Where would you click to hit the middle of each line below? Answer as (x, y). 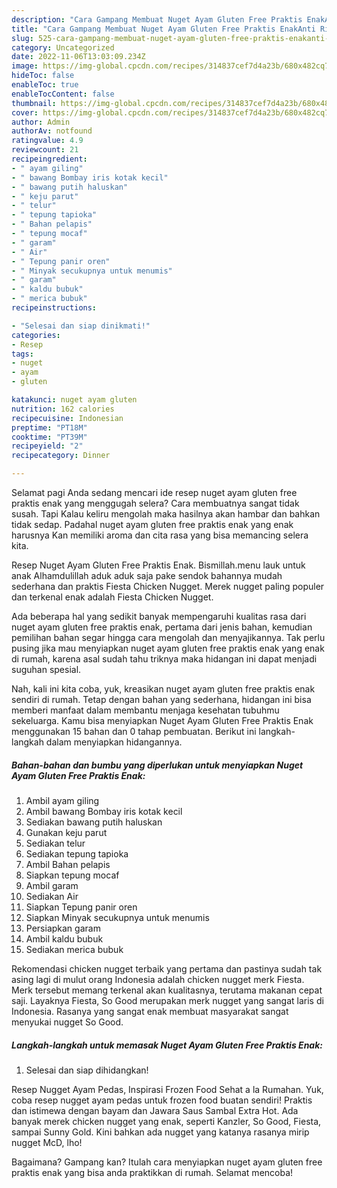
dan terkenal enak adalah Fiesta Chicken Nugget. (112, 597)
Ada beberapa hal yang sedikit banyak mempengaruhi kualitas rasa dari (159, 616)
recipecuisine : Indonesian (67, 418)
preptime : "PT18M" (49, 427)
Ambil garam (52, 885)
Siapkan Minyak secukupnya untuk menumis (117, 917)
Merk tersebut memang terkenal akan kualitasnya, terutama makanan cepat (167, 990)
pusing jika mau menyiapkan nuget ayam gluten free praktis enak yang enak (168, 648)
